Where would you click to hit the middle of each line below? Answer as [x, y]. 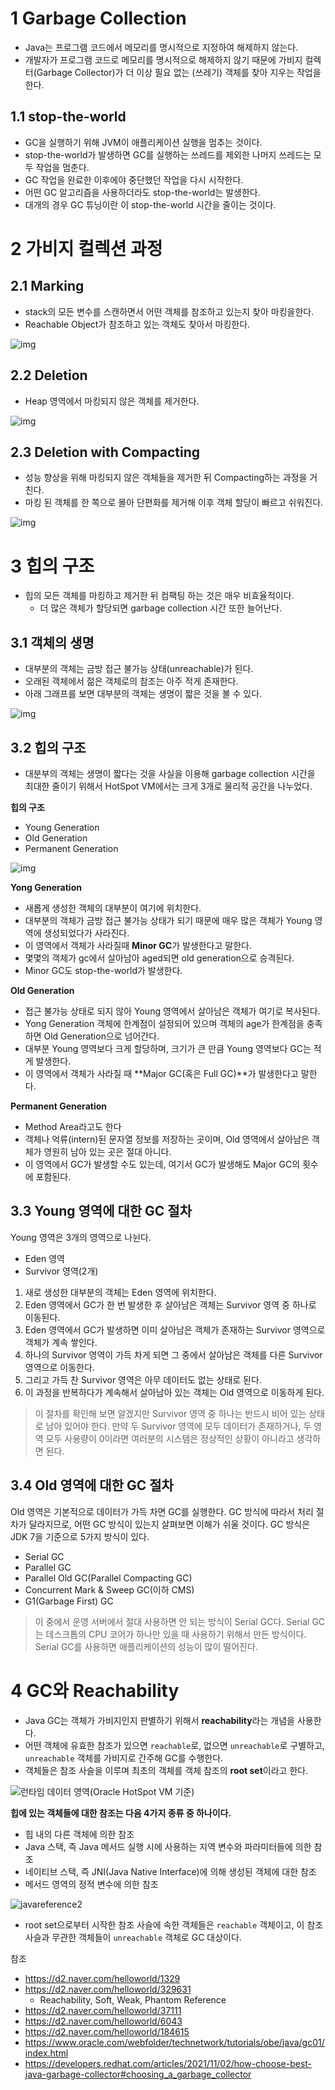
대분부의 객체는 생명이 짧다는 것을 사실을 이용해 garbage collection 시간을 [170, 773]
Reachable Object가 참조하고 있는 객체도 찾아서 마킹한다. [137, 324]
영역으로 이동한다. [59, 1367]
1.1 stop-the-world [68, 117]
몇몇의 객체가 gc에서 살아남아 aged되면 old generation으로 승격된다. [159, 958]
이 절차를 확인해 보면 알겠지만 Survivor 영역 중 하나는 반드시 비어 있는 [170, 1413]
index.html [46, 2053]
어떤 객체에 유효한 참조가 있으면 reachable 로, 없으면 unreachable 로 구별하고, [174, 1745]
